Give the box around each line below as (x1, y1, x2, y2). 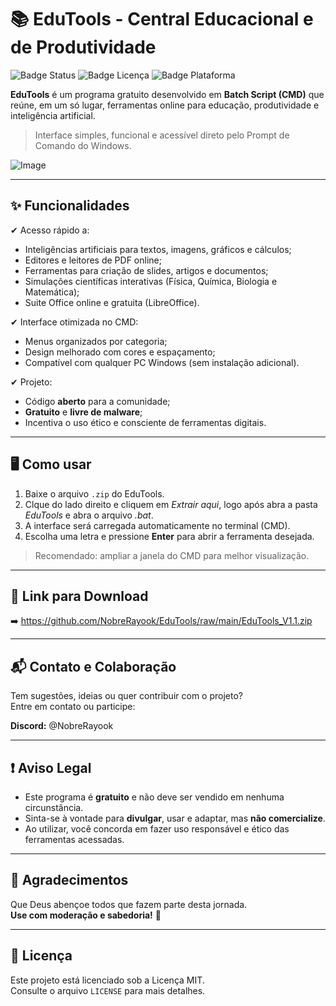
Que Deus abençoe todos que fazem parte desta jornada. (10, 898, 248, 910)
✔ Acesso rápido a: (10, 224, 90, 236)
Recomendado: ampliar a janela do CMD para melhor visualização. (34, 549, 310, 561)
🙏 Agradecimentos (10, 872, 129, 889)
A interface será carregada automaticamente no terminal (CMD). (24, 519, 291, 531)
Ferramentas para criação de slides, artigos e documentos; (24, 264, 269, 276)
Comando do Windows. (34, 139, 132, 151)
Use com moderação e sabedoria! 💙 (10, 909, 162, 921)
